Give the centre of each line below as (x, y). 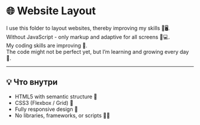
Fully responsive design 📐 (46, 109)
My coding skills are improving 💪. (47, 45)
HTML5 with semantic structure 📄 (56, 97)
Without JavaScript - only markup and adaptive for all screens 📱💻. (88, 37)
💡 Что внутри (32, 82)
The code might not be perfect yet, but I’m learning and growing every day (98, 52)
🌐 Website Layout (51, 11)
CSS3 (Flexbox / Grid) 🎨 (44, 102)
